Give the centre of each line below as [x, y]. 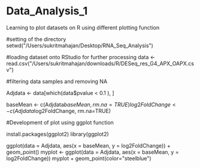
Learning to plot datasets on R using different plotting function [83, 28]
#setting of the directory [36, 39]
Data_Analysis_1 [47, 11]
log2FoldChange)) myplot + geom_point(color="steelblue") [79, 158]
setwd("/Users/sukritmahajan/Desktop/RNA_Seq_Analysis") [80, 45]
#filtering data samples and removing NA [57, 81]
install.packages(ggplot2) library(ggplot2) [57, 134]
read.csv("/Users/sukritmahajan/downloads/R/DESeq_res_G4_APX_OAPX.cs [100, 63]
